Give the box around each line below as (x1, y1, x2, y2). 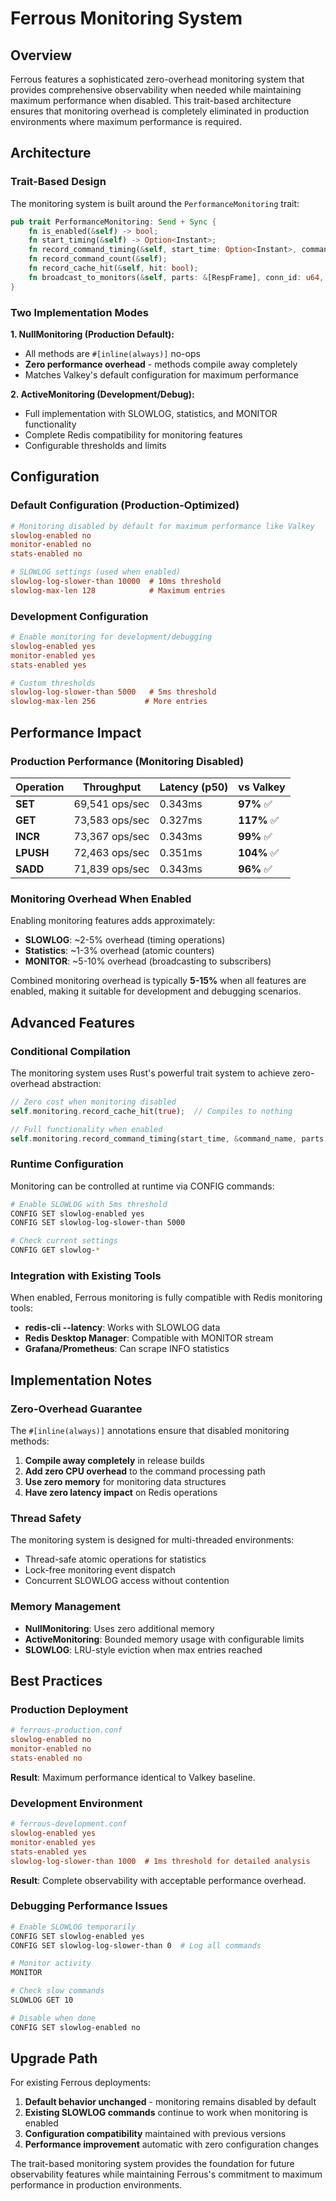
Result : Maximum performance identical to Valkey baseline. (10, 1771, 256, 1783)
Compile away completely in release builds (24, 1455, 205, 1467)
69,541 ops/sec (73, 797, 150, 811)
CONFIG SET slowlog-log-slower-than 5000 (10, 1218, 186, 1228)
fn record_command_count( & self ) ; (28, 254, 168, 264)
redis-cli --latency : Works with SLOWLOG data (24, 1322, 221, 1334)
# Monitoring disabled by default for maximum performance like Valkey (10, 521, 315, 531)
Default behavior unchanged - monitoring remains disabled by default (24, 2096, 317, 2108)
